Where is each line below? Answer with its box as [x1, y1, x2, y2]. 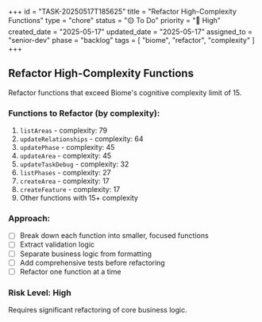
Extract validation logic [19, 240, 95, 249]
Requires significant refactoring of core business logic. [8, 305, 188, 315]
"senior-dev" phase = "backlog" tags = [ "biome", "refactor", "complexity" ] [8, 36, 256, 44]
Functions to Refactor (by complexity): [8, 107, 160, 118]
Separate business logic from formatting [19, 249, 152, 259]
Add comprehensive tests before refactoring [19, 258, 165, 267]
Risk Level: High [8, 287, 71, 298]
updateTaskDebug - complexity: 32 [19, 159, 129, 169]
